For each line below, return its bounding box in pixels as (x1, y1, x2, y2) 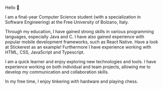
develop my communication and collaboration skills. (5, 69, 109, 75)
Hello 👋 (5, 5, 19, 10)
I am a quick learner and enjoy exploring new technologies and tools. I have (5, 59, 157, 64)
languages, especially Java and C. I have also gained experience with (5, 34, 145, 39)
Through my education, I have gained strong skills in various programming (5, 29, 154, 34)
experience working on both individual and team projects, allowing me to (5, 64, 151, 70)
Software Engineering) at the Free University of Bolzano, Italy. (5, 19, 129, 25)
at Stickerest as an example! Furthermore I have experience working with (5, 44, 152, 50)
